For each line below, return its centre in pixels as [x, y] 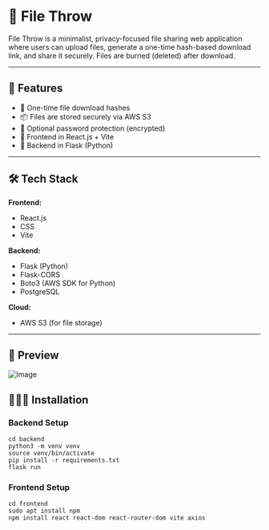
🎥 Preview [34, 355]
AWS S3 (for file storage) [61, 322]
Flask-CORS [40, 274]
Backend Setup [39, 423]
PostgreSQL [40, 291]
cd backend [26, 439]
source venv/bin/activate [51, 453]
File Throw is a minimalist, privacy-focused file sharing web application [125, 38]
